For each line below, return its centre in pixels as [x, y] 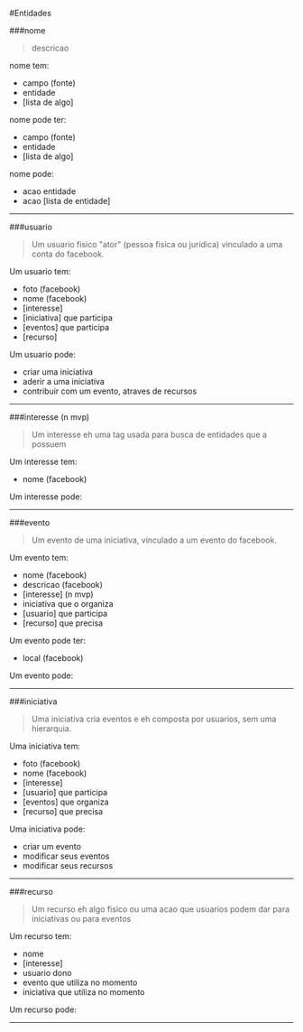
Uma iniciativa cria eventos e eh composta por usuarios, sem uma [154, 719]
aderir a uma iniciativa [64, 381]
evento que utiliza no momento [80, 982]
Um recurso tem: [41, 936]
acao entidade [49, 191]
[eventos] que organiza [66, 802]
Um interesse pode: [46, 497]
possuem [49, 444]
